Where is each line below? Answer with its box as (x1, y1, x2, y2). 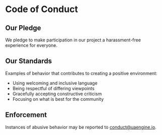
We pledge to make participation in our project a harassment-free (5, 37, 141, 43)
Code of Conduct (5, 4, 78, 15)
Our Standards (5, 57, 52, 65)
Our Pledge (5, 24, 41, 32)
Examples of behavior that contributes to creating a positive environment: (5, 70, 157, 76)
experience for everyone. (5, 42, 58, 48)
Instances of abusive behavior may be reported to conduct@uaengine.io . (5, 124, 157, 130)
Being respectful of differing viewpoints (12, 85, 95, 91)
